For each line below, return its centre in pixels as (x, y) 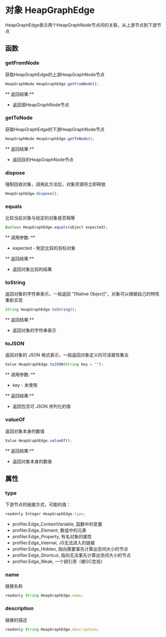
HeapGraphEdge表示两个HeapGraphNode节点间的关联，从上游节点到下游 (81, 25)
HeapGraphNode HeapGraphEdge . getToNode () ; (50, 139)
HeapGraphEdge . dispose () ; (32, 193)
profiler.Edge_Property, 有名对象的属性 (52, 537)
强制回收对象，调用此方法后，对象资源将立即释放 (55, 184)
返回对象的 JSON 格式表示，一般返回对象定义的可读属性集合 (67, 355)
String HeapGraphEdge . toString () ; (41, 310)
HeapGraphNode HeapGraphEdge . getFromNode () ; (52, 84)
